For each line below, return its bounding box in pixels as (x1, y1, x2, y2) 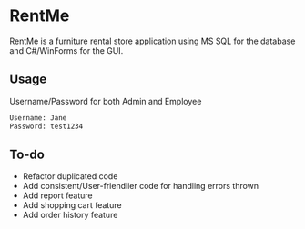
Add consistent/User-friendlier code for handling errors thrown (22, 181, 259, 192)
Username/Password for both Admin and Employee (9, 95, 202, 106)
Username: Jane (9, 113, 67, 123)
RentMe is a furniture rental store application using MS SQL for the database (9, 35, 296, 46)
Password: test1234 (9, 122, 84, 131)
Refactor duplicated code (22, 171, 118, 182)
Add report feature (22, 190, 93, 201)
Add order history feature (22, 210, 118, 221)
